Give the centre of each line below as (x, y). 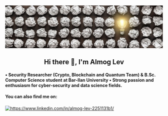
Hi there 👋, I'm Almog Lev (84, 62)
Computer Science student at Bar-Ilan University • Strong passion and (79, 80)
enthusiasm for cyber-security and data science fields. (64, 85)
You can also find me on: (31, 97)
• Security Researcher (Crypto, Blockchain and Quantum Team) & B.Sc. (80, 75)
